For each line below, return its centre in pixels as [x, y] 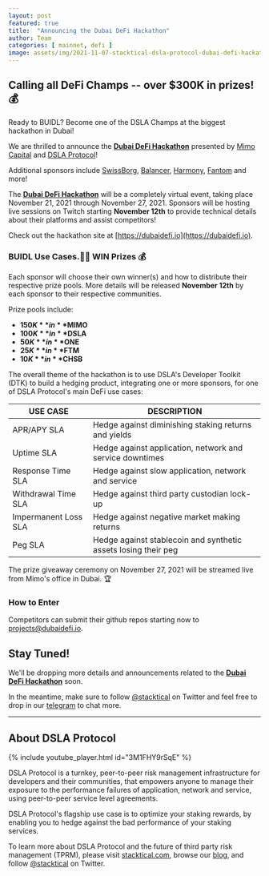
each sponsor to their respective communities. [85, 294]
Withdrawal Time [44, 494]
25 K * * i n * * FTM [50, 351]
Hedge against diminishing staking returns [173, 425]
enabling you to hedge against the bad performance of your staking [120, 822]
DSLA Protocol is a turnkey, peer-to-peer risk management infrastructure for [134, 773]
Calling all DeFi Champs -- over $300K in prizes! [131, 85]
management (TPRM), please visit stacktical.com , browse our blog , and [126, 855]
